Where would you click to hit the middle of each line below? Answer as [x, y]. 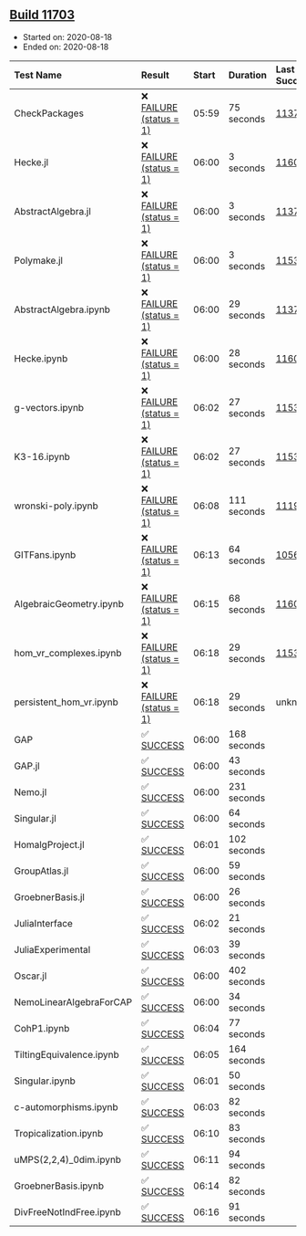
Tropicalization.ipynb [59, 1133]
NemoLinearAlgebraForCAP [73, 1001]
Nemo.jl [31, 791]
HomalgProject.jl [49, 844]
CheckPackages [49, 113]
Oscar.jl [31, 976]
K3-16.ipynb [42, 456]
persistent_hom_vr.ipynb [66, 702]
